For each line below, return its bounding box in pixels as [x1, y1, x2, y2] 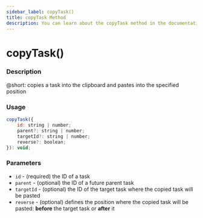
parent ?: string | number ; [17, 127, 85, 133]
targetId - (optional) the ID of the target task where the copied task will [14, 185, 193, 193]
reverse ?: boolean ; [17, 139, 66, 145]
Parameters [6, 159, 41, 167]
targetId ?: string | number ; [17, 133, 91, 139]
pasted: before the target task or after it [14, 205, 115, 212]
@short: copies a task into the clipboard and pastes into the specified [6, 81, 179, 88]
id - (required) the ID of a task [14, 173, 91, 180]
